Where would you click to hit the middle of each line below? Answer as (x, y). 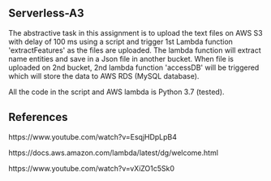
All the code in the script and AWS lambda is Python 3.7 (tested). (116, 92)
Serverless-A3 (46, 13)
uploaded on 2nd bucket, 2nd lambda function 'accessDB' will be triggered (134, 67)
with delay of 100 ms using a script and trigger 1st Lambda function (121, 41)
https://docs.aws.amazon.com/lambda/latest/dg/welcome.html (114, 153)
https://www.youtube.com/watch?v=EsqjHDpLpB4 (92, 136)
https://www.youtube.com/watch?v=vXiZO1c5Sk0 (92, 168)
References (38, 117)
